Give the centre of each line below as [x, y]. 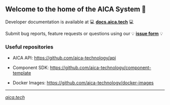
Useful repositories [29, 47]
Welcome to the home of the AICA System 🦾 [76, 9]
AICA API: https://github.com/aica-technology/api [64, 58]
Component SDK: [31, 68]
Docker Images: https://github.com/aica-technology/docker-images [83, 83]
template [22, 73]
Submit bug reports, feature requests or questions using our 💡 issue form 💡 [84, 33]
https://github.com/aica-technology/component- [101, 68]
